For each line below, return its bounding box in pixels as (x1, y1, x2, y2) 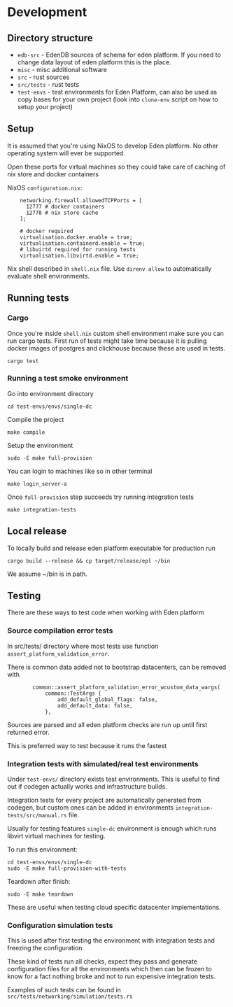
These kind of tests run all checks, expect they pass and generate (7, 957, 198, 966)
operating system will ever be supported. (7, 148, 126, 157)
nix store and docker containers (7, 169, 99, 178)
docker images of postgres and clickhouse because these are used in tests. (7, 344, 226, 352)
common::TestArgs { (44, 690, 101, 697)
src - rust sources (17, 73, 70, 81)
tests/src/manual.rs (7, 812, 68, 819)
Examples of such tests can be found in (7, 986, 121, 994)
